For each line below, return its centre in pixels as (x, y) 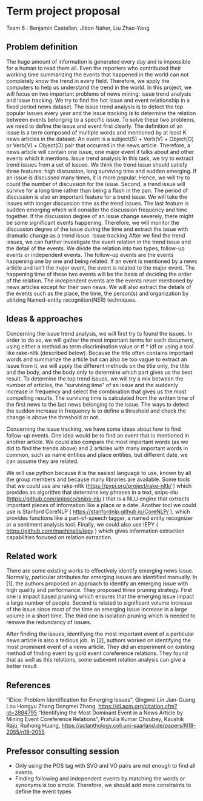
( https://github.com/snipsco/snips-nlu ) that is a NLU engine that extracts (98, 499)
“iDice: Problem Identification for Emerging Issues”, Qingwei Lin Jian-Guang (101, 700)
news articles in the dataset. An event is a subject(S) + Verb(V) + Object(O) (100, 139)
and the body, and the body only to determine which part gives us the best (99, 372)
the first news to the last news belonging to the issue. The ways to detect (98, 404)
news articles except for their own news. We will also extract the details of (99, 287)
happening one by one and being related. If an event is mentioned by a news (102, 261)
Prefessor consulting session (63, 751)
